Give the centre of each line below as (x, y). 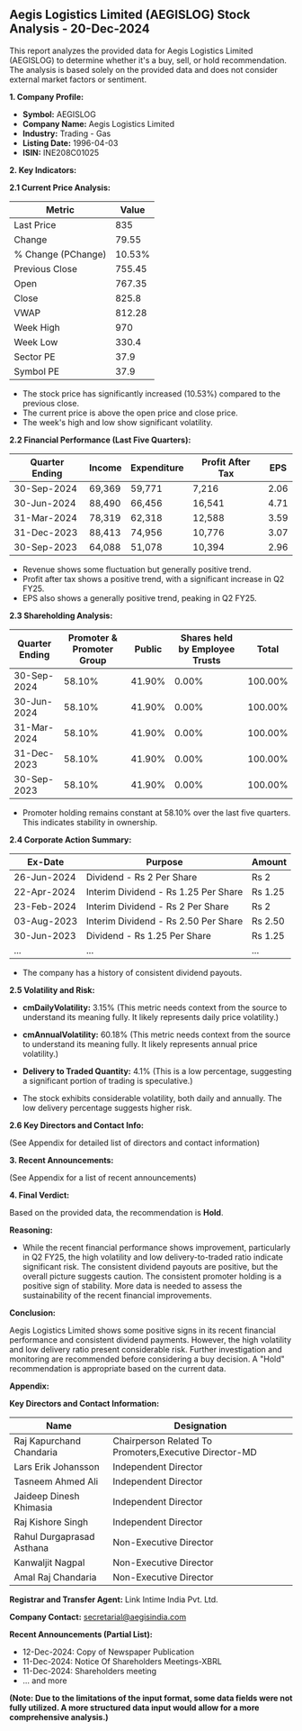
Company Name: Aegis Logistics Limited (98, 123)
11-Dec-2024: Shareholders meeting (89, 1671)
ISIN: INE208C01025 (61, 152)
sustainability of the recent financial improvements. (117, 1295)
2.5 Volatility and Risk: (52, 989)
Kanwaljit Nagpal (49, 1562)
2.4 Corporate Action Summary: (71, 839)
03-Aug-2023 (46, 921)
